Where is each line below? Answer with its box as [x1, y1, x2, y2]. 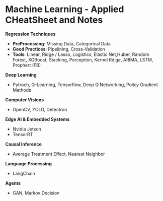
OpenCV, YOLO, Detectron [12, 106, 67, 112]
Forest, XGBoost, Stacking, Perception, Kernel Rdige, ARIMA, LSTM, [12, 56, 153, 62]
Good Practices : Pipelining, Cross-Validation [12, 46, 106, 52]
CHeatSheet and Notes [5, 14, 103, 26]
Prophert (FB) [12, 62, 41, 68]
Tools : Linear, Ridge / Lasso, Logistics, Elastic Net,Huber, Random [12, 51, 149, 57]
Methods [12, 87, 31, 93]
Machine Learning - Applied [5, 4, 124, 15]
